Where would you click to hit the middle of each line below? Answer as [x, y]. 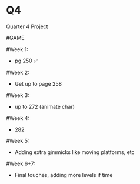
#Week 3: [18, 95]
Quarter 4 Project [27, 26]
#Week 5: [18, 140]
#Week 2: [18, 72]
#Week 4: [18, 118]
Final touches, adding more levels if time [64, 175]
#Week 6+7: [21, 163]
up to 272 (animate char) [45, 106]
